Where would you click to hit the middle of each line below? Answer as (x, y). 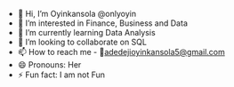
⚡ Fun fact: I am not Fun (61, 75)
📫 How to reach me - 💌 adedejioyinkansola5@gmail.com (121, 52)
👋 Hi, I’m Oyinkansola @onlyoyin (77, 14)
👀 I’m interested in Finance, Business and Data (103, 23)
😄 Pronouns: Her (49, 65)
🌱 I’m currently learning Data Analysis (86, 32)
